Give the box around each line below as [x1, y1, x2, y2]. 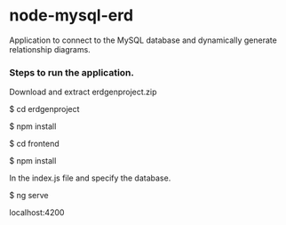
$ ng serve [9, 190, 49, 201]
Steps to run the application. [9, 66, 135, 78]
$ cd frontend [9, 139, 60, 149]
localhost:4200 [9, 207, 65, 218]
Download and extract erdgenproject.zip [9, 86, 157, 98]
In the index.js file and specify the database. [9, 173, 171, 183]
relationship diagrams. [9, 44, 91, 54]
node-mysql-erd [9, 5, 134, 26]
